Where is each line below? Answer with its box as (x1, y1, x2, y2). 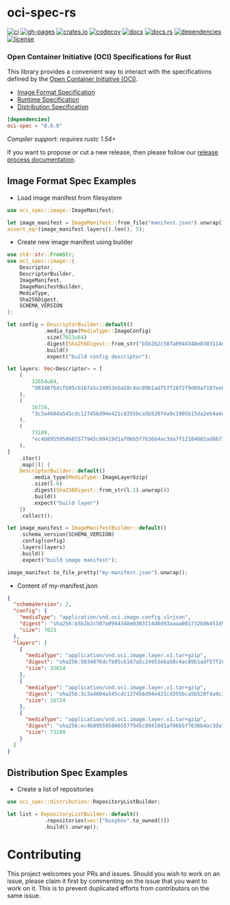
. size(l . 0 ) (31, 481, 63, 488)
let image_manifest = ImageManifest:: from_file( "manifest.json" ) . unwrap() (7, 219, 225, 226)
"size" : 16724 (25, 697, 66, 704)
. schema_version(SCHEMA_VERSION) (19, 531, 115, 538)
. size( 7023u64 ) (43, 334, 88, 341)
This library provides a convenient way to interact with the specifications (7, 67, 212, 76)
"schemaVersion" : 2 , (13, 601, 72, 608)
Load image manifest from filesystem (16, 194, 122, 202)
